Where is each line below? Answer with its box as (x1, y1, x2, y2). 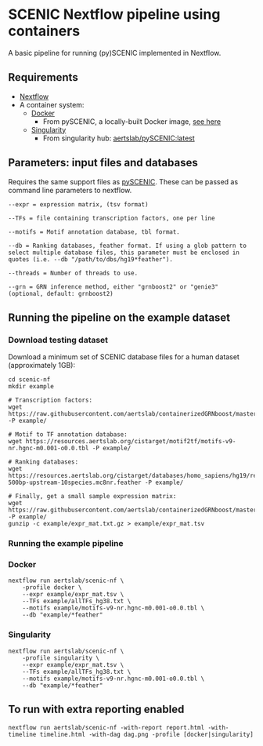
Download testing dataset (8, 334, 108, 345)
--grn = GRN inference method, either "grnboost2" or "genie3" (8, 282, 219, 291)
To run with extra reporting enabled (8, 703, 185, 716)
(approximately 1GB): (8, 361, 76, 370)
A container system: (19, 100, 85, 109)
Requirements (8, 71, 78, 84)
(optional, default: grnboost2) (8, 289, 113, 297)
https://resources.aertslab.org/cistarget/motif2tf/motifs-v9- (25, 438, 236, 446)
